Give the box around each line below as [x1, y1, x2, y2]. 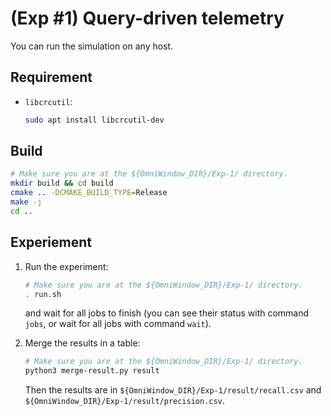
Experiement [10, 234, 92, 251]
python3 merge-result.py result [24, 366, 160, 376]
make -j [10, 197, 43, 207]
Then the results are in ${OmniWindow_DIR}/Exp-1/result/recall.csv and [24, 384, 322, 396]
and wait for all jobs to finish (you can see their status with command [24, 307, 310, 319]
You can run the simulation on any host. [10, 40, 174, 52]
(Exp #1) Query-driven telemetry [10, 7, 285, 30]
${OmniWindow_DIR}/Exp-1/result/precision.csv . [24, 395, 225, 407]
